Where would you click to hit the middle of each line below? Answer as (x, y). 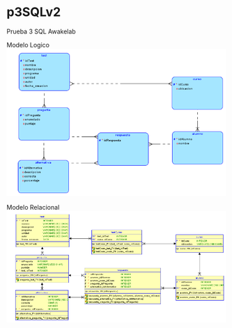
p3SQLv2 (34, 12)
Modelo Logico (28, 45)
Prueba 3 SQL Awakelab (41, 31)
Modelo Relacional (33, 207)
